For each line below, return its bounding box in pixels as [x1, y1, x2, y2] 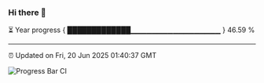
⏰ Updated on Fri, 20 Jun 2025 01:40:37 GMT [8, 51, 157, 60]
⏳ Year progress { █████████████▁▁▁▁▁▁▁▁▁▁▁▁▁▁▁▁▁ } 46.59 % [8, 25, 255, 34]
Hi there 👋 [8, 7, 47, 18]
